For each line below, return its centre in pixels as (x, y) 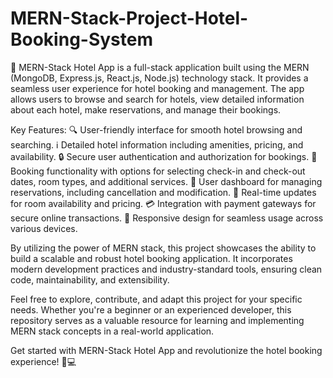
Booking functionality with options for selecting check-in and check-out (158, 171)
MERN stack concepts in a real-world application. (112, 331)
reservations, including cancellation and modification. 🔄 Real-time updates (163, 192)
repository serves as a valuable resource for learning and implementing (157, 320)
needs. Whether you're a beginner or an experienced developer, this (151, 309)
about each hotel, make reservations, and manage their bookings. (146, 109)
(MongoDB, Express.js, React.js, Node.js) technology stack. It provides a (159, 78)
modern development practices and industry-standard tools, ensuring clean (166, 269)
